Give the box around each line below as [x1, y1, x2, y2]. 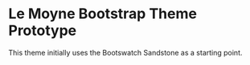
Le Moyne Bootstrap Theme [8, 5, 197, 23]
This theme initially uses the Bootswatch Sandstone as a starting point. [8, 48, 243, 57]
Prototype [8, 21, 77, 40]
